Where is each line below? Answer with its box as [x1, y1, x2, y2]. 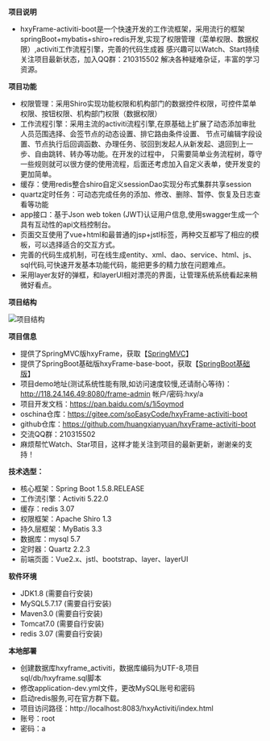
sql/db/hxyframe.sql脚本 [19, 673, 102, 683]
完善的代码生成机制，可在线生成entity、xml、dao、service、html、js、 [19, 250, 256, 260]
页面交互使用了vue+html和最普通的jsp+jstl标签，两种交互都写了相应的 [19, 230, 252, 239]
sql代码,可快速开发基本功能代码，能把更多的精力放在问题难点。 [19, 260, 231, 269]
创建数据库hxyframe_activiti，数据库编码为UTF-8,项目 [19, 664, 200, 672]
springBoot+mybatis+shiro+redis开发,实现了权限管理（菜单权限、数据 [19, 35, 252, 44]
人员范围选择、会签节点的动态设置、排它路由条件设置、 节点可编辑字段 [19, 129, 255, 139]
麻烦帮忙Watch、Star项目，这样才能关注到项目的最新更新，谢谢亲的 [19, 439, 246, 449]
